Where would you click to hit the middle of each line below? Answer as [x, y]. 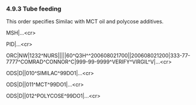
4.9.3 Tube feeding [34, 9]
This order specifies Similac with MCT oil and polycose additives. [85, 22]
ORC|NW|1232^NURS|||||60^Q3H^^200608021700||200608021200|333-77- [98, 56]
